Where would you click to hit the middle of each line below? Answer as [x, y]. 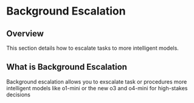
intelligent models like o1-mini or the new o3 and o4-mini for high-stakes [97, 88]
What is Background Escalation [67, 67]
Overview [25, 34]
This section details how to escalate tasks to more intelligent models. [93, 48]
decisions [18, 95]
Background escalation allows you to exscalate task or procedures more [97, 81]
